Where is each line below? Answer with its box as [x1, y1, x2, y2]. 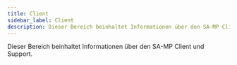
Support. [7, 50, 33, 58]
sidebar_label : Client [7, 17, 74, 24]
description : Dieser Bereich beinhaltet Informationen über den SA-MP [7, 23, 219, 30]
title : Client [7, 10, 49, 17]
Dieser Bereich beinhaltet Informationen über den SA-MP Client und [7, 43, 205, 51]
